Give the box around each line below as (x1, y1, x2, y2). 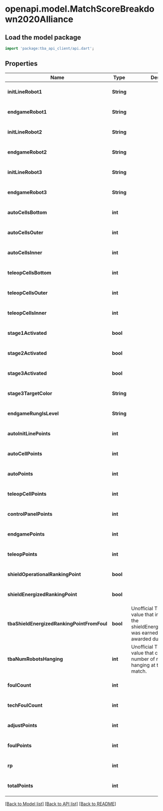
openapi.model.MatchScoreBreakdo (5, 3, 155, 15)
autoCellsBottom (7, 209, 47, 215)
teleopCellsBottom (7, 269, 52, 276)
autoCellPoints (7, 450, 42, 457)
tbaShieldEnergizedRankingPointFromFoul (7, 620, 108, 627)
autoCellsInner (7, 249, 43, 256)
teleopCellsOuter (7, 289, 48, 296)
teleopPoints (7, 551, 38, 558)
